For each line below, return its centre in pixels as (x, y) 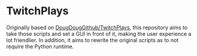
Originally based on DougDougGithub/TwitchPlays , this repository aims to (97, 27)
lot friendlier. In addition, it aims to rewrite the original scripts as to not (93, 40)
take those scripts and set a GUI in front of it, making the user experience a (99, 33)
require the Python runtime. (40, 46)
